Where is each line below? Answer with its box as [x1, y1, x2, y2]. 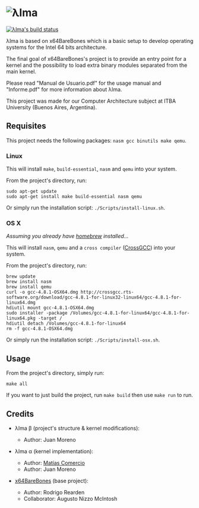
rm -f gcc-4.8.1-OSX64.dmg [6, 326, 73, 332]
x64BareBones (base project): [14, 477, 89, 484]
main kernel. [6, 67, 37, 75]
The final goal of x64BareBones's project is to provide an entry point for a [6, 55, 187, 62]
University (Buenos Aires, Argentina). [6, 103, 97, 110]
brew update [6, 273, 36, 280]
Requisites [6, 121, 46, 131]
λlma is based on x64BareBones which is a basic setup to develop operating [6, 37, 194, 44]
